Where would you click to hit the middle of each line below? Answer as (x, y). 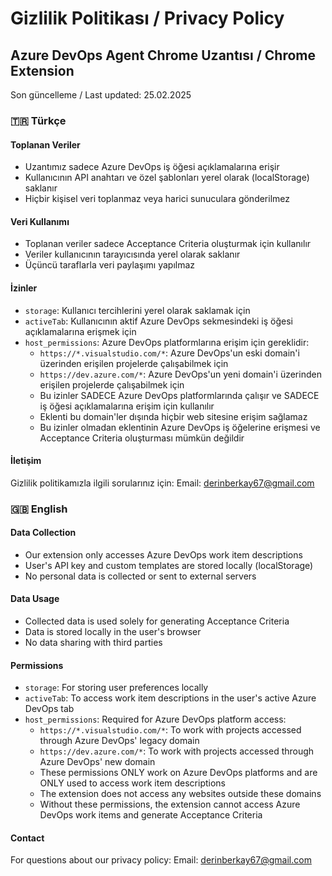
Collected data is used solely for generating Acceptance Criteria (157, 621)
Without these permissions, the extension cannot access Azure (170, 804)
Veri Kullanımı (40, 221)
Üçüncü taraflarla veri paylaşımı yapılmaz (110, 265)
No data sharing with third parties (93, 643)
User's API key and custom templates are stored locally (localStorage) (169, 565)
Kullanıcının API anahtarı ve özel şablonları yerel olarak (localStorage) (167, 178)
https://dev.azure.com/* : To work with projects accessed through (177, 751)
